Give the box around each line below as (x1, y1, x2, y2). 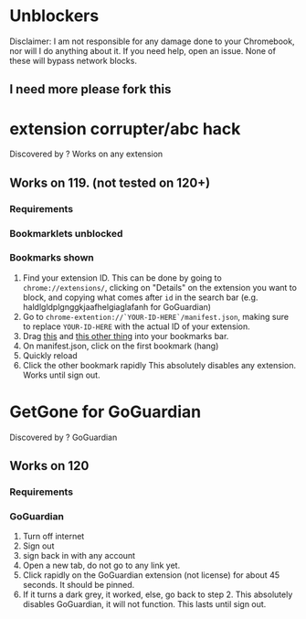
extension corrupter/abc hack (9, 118, 241, 139)
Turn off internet (22, 531, 85, 542)
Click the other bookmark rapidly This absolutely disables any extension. (22, 359, 297, 370)
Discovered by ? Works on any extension (9, 148, 164, 160)
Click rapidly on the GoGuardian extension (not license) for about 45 (22, 570, 280, 581)
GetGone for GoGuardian (9, 401, 202, 422)
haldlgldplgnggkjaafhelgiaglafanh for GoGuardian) (22, 301, 212, 312)
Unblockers (9, 5, 100, 27)
